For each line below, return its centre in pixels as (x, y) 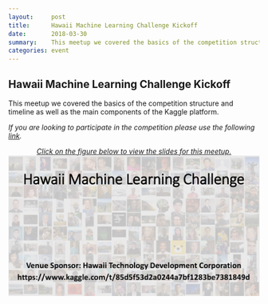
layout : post (37, 17)
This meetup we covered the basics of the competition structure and (121, 103)
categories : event (39, 51)
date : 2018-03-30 (48, 34)
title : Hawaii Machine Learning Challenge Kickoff (103, 25)
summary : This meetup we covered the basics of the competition (123, 42)
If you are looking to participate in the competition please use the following (132, 127)
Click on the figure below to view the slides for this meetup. (134, 151)
